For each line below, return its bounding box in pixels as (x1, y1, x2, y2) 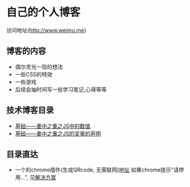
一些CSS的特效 (14, 71, 52, 78)
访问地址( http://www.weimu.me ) (6, 27, 86, 34)
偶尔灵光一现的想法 (14, 63, 63, 70)
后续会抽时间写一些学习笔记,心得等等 (14, 86, 107, 93)
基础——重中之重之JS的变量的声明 (14, 130, 101, 137)
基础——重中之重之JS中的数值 (14, 122, 90, 130)
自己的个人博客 (6, 5, 81, 19)
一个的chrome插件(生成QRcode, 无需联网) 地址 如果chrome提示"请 (14, 166, 179, 174)
